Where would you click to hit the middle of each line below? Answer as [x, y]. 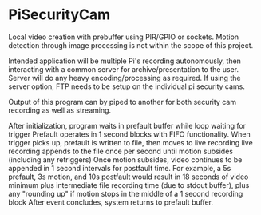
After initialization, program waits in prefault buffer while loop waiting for [127, 125]
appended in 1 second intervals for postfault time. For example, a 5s [120, 168]
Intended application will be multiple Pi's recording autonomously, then [125, 61]
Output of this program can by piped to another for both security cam [123, 102]
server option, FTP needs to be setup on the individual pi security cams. [127, 86]
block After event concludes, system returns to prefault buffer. [111, 202]
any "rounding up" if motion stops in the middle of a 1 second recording [126, 193]
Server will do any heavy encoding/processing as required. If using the [125, 78]
